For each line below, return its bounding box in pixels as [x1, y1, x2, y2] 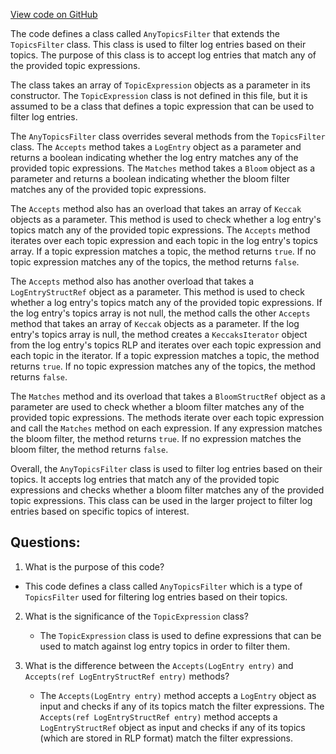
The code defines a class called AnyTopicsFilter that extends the [10, 28, 280, 39]
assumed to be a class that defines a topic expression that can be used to [10, 100, 315, 112]
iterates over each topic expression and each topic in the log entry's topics [10, 235, 318, 246]
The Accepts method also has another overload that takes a [10, 275, 254, 287]
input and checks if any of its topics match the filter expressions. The [39, 700, 325, 712]
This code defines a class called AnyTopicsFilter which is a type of [24, 580, 303, 592]
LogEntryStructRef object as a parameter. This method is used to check [10, 286, 305, 298]
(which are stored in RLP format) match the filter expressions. [39, 732, 294, 744]
